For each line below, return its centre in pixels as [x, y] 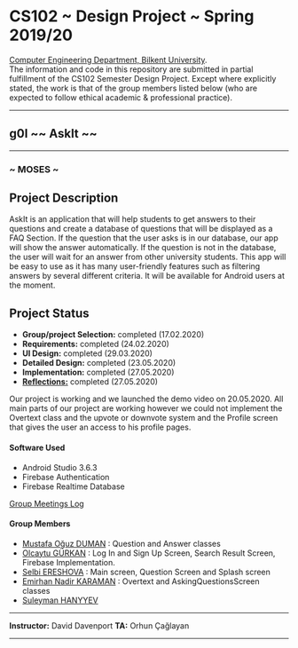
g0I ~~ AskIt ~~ [53, 134]
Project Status [50, 313]
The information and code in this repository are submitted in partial [131, 69]
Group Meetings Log [47, 503]
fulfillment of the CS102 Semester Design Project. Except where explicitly [143, 78]
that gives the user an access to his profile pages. [100, 427]
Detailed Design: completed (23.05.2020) [99, 363]
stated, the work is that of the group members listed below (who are [133, 88]
